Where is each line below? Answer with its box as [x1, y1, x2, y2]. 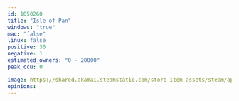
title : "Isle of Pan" [7, 17, 72, 24]
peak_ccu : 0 [7, 63, 43, 70]
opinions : [7, 83, 37, 90]
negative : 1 [7, 51, 43, 58]
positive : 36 [7, 43, 46, 51]
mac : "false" [7, 30, 46, 38]
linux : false [7, 37, 46, 44]
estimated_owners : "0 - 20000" [7, 57, 100, 64]
